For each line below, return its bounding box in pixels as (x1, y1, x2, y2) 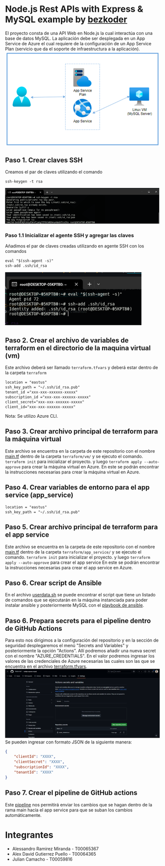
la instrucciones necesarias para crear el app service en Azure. (5, 564, 133, 570)
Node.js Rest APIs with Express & (5, 3, 143, 15)
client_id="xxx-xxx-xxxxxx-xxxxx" (5, 404, 76, 409)
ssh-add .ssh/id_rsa (5, 263, 48, 269)
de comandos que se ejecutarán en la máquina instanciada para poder (5, 597, 148, 603)
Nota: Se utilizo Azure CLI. (5, 413, 58, 419)
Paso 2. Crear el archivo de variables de (5, 336, 129, 344)
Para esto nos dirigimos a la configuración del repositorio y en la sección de (5, 637, 159, 643)
